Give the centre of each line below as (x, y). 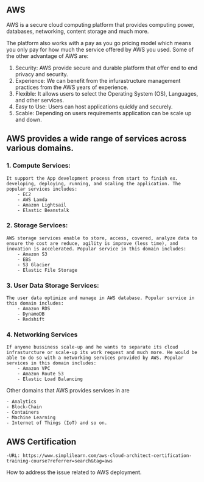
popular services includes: (42, 189)
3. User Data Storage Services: (53, 285)
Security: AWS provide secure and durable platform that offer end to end (106, 68)
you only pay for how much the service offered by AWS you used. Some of (100, 49)
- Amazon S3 (32, 254)
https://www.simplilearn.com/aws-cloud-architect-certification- (107, 456)
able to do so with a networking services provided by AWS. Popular (95, 358)
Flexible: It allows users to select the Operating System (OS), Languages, (107, 93)
